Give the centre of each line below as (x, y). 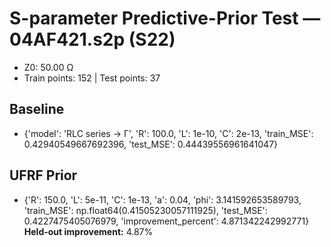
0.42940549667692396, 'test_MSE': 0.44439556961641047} (151, 144)
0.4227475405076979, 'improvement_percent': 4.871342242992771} (166, 221)
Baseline (37, 109)
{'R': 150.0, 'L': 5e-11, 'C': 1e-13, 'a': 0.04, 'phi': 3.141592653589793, (162, 199)
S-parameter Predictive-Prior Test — (165, 18)
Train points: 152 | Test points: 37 (92, 78)
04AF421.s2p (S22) (92, 39)
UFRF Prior (43, 175)
